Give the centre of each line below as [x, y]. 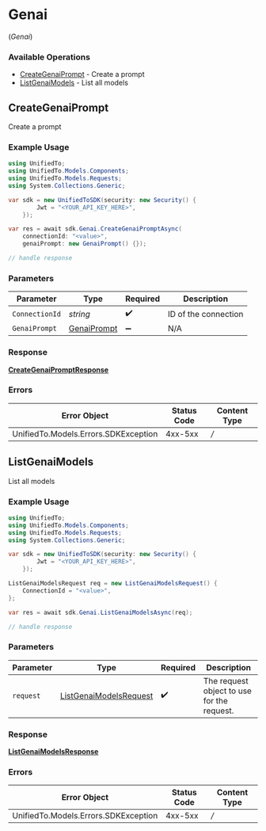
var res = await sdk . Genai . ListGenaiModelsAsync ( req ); [101, 612]
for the [215, 700]
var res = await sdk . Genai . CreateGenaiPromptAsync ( [95, 229]
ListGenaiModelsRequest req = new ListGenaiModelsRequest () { [113, 584]
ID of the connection [205, 314]
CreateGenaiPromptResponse [59, 369]
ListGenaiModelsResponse [53, 752]
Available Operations [49, 57]
